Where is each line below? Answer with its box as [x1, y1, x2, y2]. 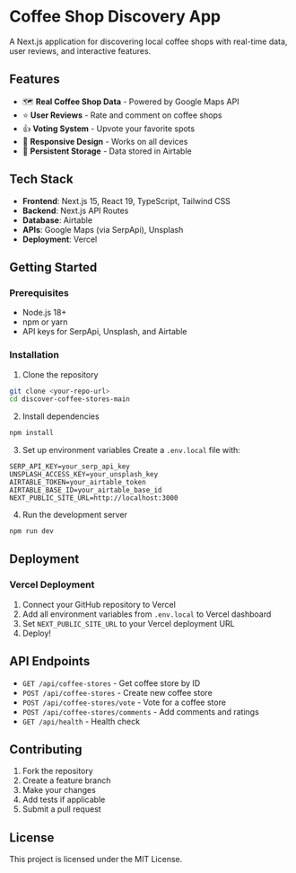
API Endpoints [9, 654, 91, 669]
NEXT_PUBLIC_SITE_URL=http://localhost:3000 [9, 494, 178, 503]
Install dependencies [22, 411, 100, 422]
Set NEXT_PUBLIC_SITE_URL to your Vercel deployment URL [22, 618, 235, 628]
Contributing [9, 742, 83, 757]
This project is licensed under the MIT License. [9, 854, 183, 865]
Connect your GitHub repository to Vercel [22, 599, 177, 610]
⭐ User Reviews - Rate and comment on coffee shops [22, 110, 222, 120]
